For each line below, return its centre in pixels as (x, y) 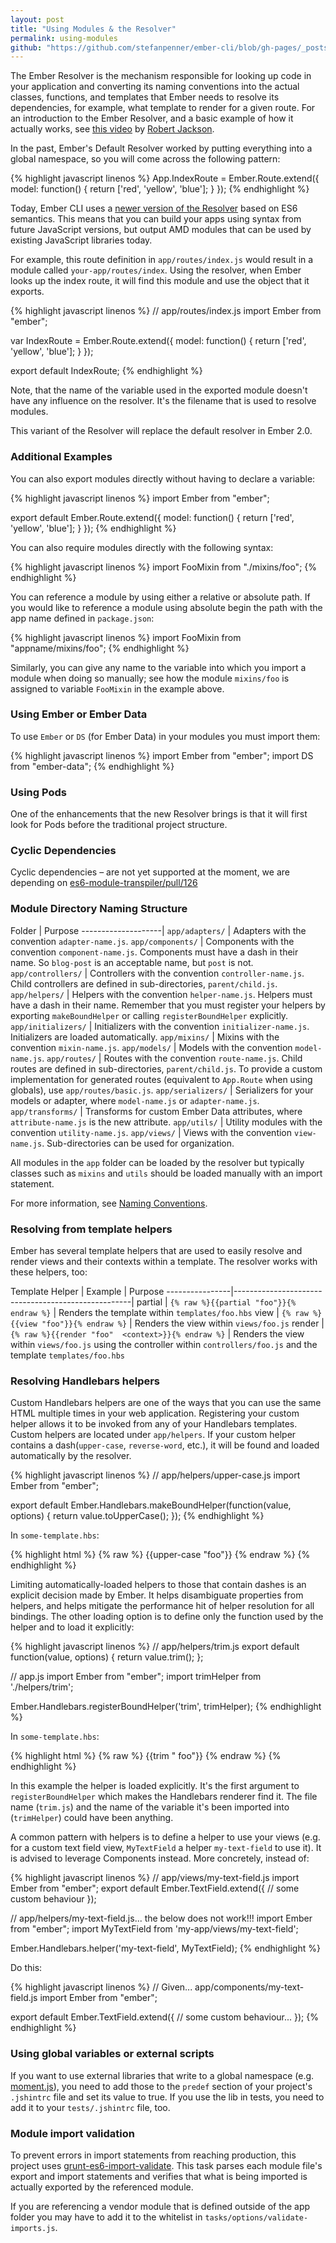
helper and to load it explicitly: (72, 1627)
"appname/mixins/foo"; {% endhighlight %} (100, 648)
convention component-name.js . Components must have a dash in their (154, 952)
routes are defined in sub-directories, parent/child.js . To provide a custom (166, 1068)
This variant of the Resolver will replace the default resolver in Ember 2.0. (161, 431)
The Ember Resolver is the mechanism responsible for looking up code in (161, 76)
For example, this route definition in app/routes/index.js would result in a (162, 260)
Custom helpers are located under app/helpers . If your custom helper (153, 1435)
